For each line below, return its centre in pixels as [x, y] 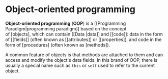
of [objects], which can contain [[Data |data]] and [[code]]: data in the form [84, 34]
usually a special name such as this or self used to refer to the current [80, 65]
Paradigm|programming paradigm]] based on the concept [66, 28]
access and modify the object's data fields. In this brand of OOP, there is [81, 60]
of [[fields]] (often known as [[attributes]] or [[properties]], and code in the [83, 39]
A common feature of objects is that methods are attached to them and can [84, 55]
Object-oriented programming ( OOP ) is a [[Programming [66, 23]
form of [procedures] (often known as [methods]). [58, 45]
